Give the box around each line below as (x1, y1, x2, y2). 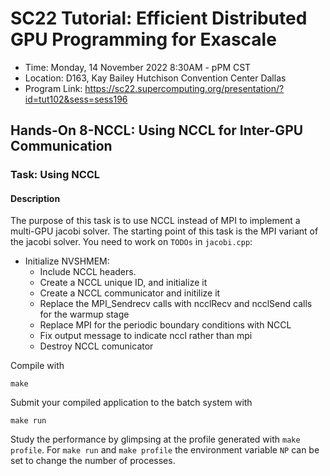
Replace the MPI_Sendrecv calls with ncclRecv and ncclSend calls (39, 298, 313, 310)
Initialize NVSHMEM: (24, 255, 110, 267)
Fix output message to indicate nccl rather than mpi (39, 330, 253, 342)
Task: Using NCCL (10, 168, 101, 182)
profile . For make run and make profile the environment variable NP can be (10, 444, 320, 456)
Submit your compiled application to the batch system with (10, 397, 253, 409)
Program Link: (24, 82, 83, 94)
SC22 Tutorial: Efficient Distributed (10, 7, 308, 30)
